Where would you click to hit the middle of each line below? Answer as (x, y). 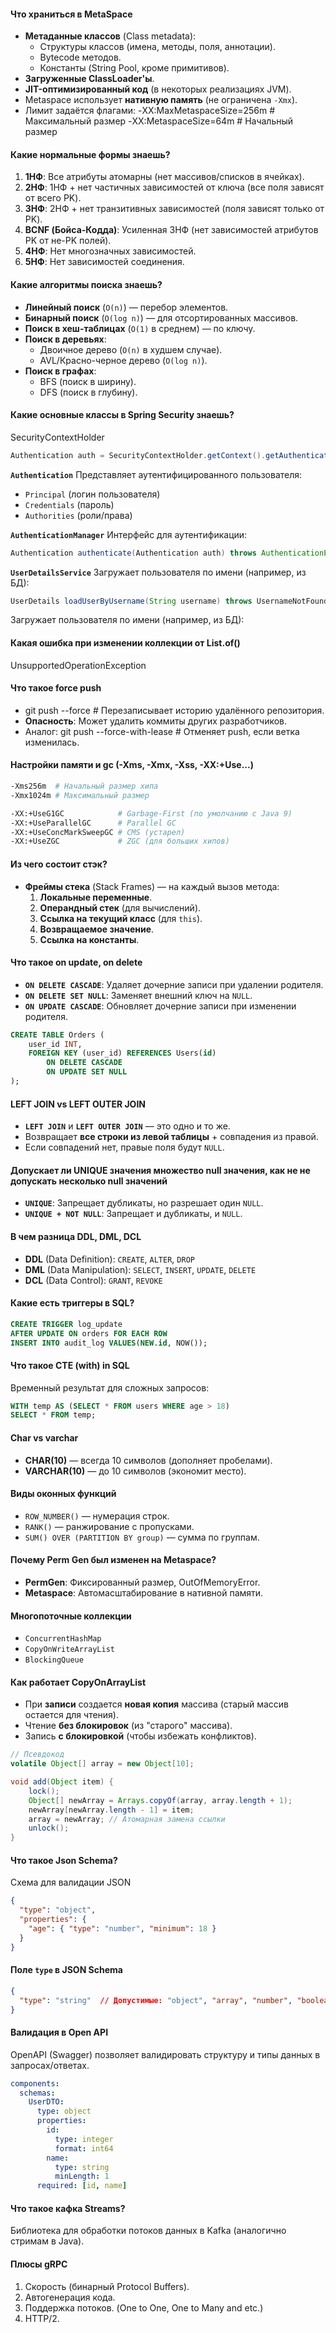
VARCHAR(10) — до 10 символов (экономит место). (135, 1471)
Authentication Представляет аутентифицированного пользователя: (156, 474)
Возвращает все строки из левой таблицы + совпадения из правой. (171, 1137)
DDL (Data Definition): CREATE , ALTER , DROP (109, 1259)
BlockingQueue (54, 1660)
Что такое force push (56, 688)
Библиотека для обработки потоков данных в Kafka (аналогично (148, 2231)
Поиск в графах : (60, 371)
